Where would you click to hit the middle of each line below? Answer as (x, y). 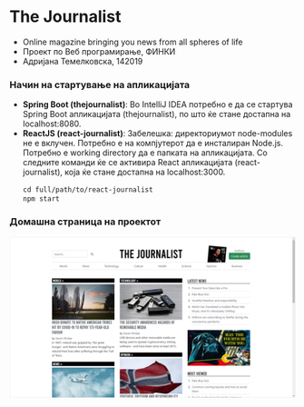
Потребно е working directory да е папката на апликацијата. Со (145, 153)
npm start (41, 199)
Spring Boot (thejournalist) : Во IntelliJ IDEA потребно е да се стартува (157, 104)
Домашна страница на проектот (85, 222)
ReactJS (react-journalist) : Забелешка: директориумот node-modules (157, 134)
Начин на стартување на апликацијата (100, 84)
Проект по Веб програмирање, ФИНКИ (99, 51)
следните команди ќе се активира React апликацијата (127, 163)
